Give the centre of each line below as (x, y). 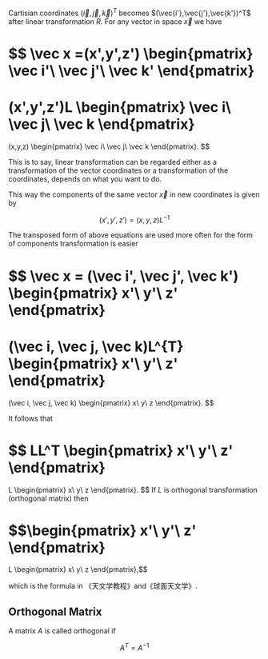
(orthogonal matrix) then (49, 498)
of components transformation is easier (73, 244)
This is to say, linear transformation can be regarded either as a (113, 162)
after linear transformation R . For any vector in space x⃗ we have (115, 21)
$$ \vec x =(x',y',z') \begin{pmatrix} (131, 53)
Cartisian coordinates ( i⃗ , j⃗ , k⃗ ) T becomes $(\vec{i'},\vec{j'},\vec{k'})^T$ (130, 12)
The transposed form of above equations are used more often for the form (131, 235)
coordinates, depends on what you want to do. (85, 178)
